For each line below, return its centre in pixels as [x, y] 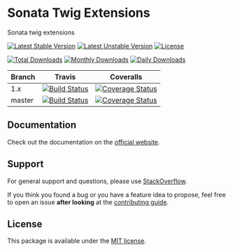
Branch [23, 77]
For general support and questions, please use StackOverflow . [97, 181]
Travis [65, 77]
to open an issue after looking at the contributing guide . [88, 202]
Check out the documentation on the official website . [84, 142]
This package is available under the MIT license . [77, 241]
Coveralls [126, 77]
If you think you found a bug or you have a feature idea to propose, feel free [116, 194]
